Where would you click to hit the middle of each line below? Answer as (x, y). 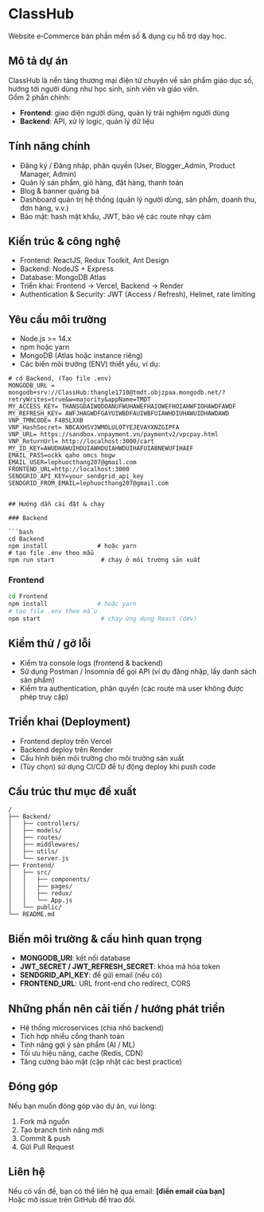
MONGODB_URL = (32, 386)
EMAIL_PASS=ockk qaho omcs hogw (62, 455)
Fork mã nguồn (45, 1121)
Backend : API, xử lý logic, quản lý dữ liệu (87, 121)
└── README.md (32, 915)
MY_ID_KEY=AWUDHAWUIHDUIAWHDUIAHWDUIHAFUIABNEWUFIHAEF (101, 449)
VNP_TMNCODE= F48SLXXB (46, 421)
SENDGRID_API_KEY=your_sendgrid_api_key (76, 476)
